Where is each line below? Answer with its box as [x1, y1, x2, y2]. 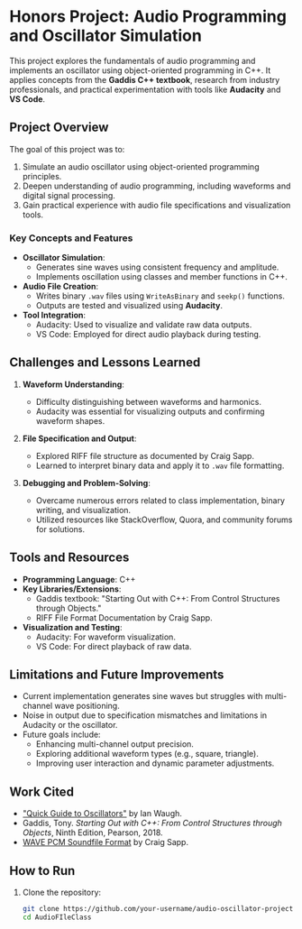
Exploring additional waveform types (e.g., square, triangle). [35, 749, 259, 759]
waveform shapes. [35, 415, 105, 426]
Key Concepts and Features [9, 232, 133, 244]
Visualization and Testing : [22, 621, 123, 632]
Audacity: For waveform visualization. [35, 631, 176, 642]
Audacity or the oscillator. [22, 720, 118, 731]
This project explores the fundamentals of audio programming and [9, 55, 256, 66]
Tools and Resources [9, 550, 130, 566]
